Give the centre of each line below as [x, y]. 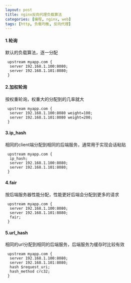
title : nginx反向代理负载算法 [34, 15]
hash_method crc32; [30, 271]
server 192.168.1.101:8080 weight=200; [51, 117]
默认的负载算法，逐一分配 [31, 53]
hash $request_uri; [30, 267]
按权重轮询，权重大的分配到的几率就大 [44, 99]
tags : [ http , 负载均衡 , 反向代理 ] [38, 24]
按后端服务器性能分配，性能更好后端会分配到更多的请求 [62, 195]
